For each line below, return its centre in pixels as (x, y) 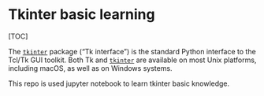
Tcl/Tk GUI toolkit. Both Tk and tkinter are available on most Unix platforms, (132, 60)
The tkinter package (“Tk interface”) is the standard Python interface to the (132, 51)
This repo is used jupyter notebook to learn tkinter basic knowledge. (119, 83)
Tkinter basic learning (82, 15)
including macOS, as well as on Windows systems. (90, 68)
